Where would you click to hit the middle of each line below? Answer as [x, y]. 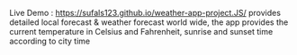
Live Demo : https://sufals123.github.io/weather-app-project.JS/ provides [145, 13]
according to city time [50, 41]
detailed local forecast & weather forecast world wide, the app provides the [149, 22]
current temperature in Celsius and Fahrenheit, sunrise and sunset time [141, 31]
